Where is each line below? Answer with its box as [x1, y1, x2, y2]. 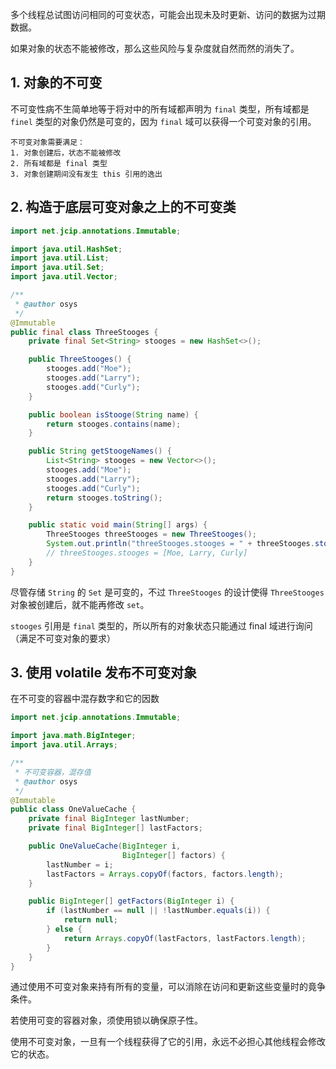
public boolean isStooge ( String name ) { [28, 409, 199, 420]
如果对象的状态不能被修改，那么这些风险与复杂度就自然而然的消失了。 [10, 43, 300, 54]
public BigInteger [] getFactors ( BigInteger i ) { [28, 896, 235, 907]
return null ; [63, 915, 118, 925]
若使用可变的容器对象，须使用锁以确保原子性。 [10, 1014, 203, 1027]
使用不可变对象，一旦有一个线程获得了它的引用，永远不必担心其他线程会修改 [10, 1036, 326, 1048]
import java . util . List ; [10, 253, 110, 263]
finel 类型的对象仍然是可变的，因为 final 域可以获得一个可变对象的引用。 [10, 115, 317, 127]
